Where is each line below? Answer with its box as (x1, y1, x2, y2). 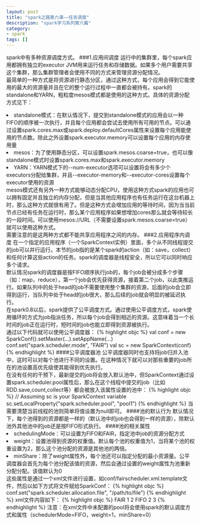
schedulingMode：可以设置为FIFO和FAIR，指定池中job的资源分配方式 (14, 430, 185, 437)
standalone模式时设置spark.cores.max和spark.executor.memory (6, 156, 165, 163)
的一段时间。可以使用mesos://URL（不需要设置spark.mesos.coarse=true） (6, 216, 191, 223)
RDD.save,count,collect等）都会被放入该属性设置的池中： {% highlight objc (6, 386, 191, 393)
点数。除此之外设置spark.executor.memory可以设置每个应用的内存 (22, 134, 185, 141)
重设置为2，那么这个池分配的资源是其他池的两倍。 (6, 445, 130, 452)
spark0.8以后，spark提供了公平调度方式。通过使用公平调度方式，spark (11, 306, 187, 313)
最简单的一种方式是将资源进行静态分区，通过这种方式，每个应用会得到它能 (6, 76, 190, 83)
